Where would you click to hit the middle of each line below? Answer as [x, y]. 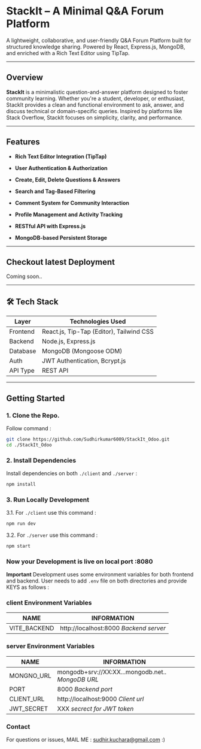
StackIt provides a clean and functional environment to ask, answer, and [95, 105]
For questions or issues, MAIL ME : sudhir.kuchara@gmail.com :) [86, 740]
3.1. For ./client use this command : [51, 513]
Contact [18, 726]
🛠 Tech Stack [32, 302]
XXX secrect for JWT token [95, 708]
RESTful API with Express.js [50, 226]
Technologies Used [98, 322]
